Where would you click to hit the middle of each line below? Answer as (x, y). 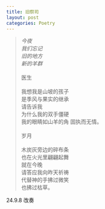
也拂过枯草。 (37, 187)
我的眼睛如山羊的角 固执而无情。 (62, 122)
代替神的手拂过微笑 (45, 180)
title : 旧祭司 (23, 12)
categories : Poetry (31, 23)
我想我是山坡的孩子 (45, 92)
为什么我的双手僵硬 (45, 114)
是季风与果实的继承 (45, 99)
